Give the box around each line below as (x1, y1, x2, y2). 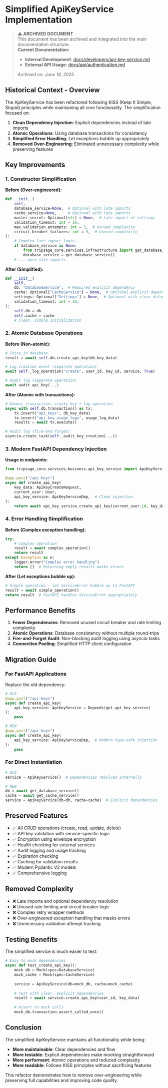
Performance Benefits (5, 606, 76, 615)
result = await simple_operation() (5, 588, 79, 593)
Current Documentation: (17, 47, 70, 53)
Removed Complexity (5, 885, 73, 893)
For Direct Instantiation (5, 759, 62, 766)
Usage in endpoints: (5, 457, 48, 463)
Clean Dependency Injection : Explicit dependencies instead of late (12, 119, 151, 126)
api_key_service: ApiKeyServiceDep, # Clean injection (14, 494, 133, 499)
